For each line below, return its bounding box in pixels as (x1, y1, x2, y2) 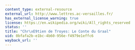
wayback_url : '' (5, 38, 38, 43)
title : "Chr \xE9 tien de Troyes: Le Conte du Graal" (5, 29, 111, 34)
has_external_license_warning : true (5, 16, 79, 20)
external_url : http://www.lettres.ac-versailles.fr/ (5, 11, 113, 16)
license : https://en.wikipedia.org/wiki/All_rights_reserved (5, 20, 131, 25)
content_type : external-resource (5, 7, 72, 12)
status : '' (5, 25, 27, 30)
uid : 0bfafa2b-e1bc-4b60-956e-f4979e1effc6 (5, 34, 94, 39)
